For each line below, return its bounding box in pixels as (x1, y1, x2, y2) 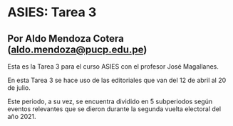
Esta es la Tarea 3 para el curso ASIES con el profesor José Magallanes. (7, 62, 219, 71)
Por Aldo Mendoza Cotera (7, 33, 125, 45)
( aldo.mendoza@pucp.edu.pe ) (7, 43, 147, 55)
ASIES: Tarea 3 (7, 4, 97, 21)
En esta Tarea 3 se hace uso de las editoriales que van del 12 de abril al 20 (7, 76, 227, 84)
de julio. (7, 84, 31, 92)
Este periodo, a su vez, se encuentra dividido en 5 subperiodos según (7, 97, 213, 105)
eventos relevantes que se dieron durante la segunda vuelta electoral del (7, 105, 222, 113)
